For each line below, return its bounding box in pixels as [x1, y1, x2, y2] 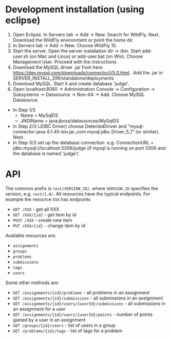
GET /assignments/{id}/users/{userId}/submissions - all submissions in [12, 300, 166, 306]
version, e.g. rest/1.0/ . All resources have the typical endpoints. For [5, 191, 150, 197]
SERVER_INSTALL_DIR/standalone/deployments [12, 75, 115, 81]
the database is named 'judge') [12, 150, 79, 156]
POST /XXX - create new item [12, 217, 73, 223]
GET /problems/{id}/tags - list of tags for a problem [12, 327, 122, 334]
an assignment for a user [12, 306, 66, 312]
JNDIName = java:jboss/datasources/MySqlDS [20, 117, 120, 124]
